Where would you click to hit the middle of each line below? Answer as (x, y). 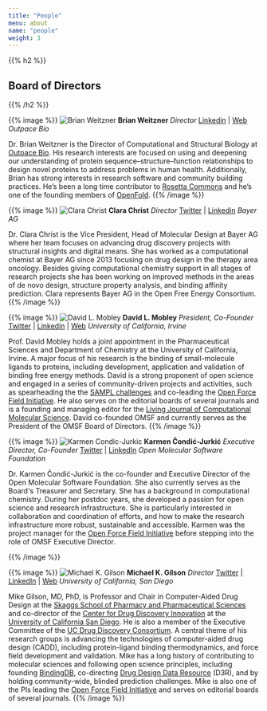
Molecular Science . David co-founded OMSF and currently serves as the (128, 418)
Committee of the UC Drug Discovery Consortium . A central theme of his (128, 630)
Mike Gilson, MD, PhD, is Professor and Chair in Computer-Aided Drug (123, 597)
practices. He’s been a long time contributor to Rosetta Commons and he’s (130, 187)
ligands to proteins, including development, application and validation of (126, 367)
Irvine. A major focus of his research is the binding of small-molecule (122, 359)
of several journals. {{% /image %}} (67, 698)
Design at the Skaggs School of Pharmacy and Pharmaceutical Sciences (127, 605)
